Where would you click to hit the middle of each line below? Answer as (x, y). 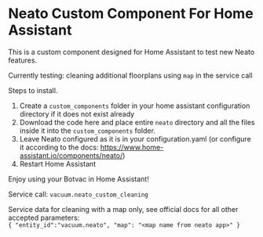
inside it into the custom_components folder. (87, 131)
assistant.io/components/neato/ (71, 155)
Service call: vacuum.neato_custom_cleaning (79, 194)
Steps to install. (33, 90)
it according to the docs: (59, 147)
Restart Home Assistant (58, 163)
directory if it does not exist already (77, 113)
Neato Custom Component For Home (131, 14)
